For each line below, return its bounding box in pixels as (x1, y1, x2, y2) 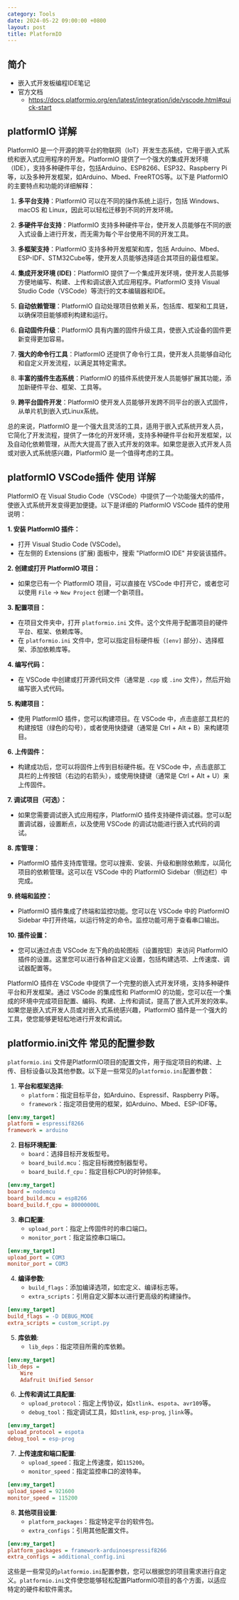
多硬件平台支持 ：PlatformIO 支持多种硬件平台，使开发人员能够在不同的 (17, 220, 225, 229)
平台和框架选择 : (17, 1081, 64, 1090)
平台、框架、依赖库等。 (17, 627, 87, 635)
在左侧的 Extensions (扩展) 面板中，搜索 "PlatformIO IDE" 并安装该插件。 (17, 549, 230, 557)
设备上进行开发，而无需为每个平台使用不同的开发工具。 (30, 229, 193, 238)
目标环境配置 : (17, 1141, 58, 1149)
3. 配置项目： (7, 603, 46, 611)
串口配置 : (17, 1215, 45, 1224)
